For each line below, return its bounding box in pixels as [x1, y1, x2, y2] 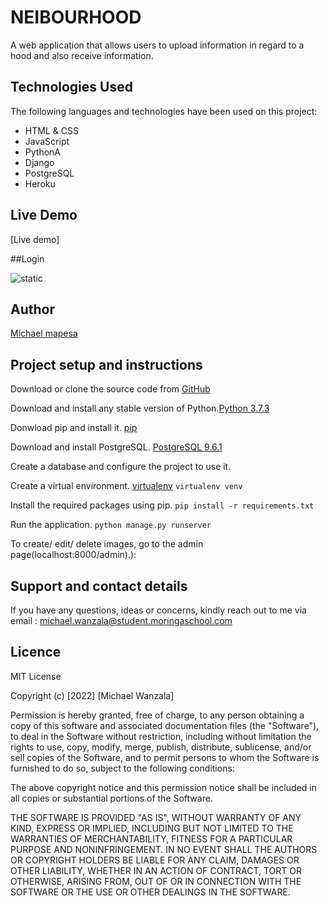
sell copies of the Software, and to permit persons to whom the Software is [10, 751, 320, 763]
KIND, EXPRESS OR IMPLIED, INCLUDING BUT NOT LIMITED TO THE [10, 822, 294, 834]
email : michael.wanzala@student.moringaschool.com [10, 615, 233, 626]
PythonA [24, 146, 61, 158]
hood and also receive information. [10, 49, 154, 61]
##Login [10, 252, 45, 265]
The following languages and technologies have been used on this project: [10, 105, 318, 117]
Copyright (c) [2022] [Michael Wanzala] [10, 689, 175, 701]
